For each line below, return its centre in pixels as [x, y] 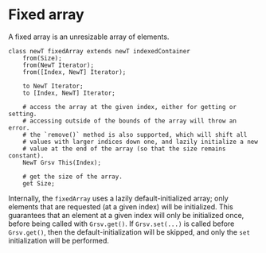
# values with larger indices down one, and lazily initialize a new [141, 142]
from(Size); [42, 58]
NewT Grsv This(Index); [62, 162]
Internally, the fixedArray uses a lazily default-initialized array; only [118, 198]
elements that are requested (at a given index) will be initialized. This [121, 206]
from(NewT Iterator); [58, 65]
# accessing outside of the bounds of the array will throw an [130, 121]
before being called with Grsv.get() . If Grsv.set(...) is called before [121, 224]
